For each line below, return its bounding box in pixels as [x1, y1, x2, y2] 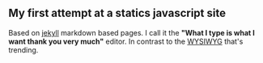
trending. [8, 44, 39, 55]
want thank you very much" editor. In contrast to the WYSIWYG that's [8, 36, 244, 46]
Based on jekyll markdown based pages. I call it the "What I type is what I [8, 27, 255, 37]
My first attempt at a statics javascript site [8, 6, 227, 20]
